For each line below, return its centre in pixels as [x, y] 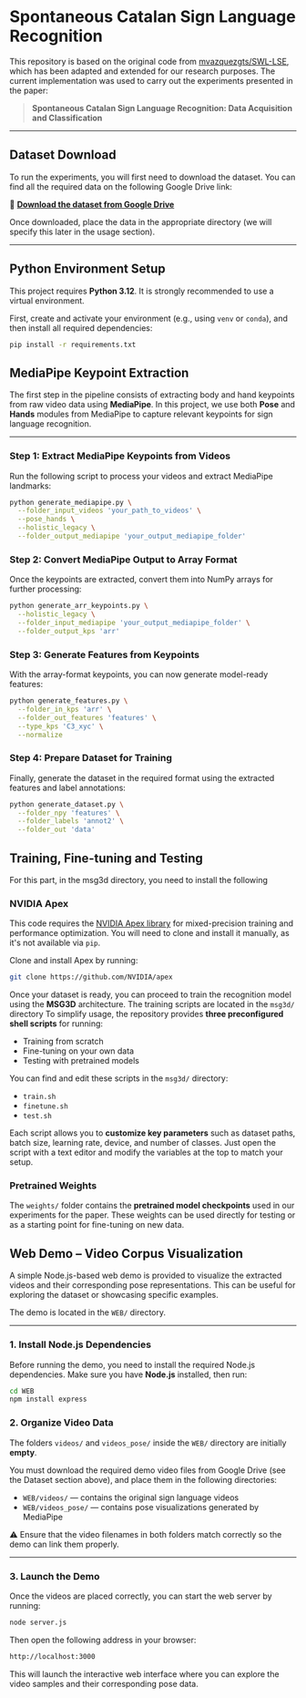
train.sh [39, 1097]
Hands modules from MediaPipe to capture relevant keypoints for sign [141, 414]
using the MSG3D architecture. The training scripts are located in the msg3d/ [152, 1004]
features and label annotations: [67, 787]
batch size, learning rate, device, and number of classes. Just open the [143, 1143]
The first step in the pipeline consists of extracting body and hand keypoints [152, 395]
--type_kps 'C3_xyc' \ [61, 726]
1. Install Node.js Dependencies [81, 1344]
